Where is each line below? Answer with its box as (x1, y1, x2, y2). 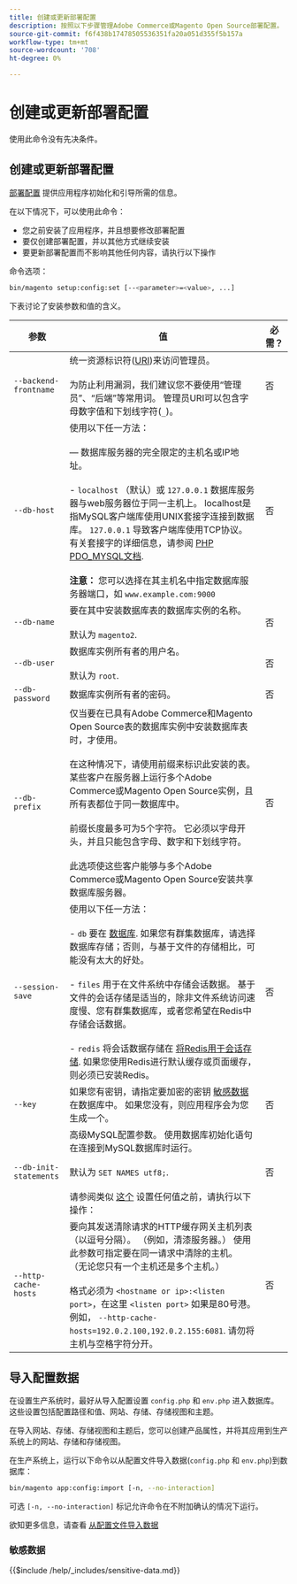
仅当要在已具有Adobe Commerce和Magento (69, 707, 254, 719)
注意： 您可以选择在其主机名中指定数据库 (69, 574, 240, 587)
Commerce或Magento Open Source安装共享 (69, 873, 254, 885)
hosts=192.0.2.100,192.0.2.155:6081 (69, 1326, 224, 1336)
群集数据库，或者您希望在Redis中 (113, 1004, 252, 1017)
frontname (13, 384, 55, 395)
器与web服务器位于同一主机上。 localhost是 (69, 496, 252, 509)
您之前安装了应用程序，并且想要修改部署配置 (21, 225, 186, 235)
